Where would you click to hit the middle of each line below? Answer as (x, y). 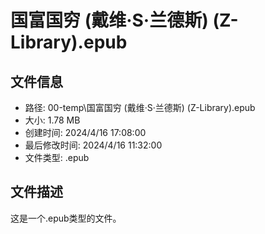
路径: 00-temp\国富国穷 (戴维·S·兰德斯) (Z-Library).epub (140, 107)
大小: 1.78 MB (52, 120)
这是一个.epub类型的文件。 (66, 218)
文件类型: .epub (57, 157)
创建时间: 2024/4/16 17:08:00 (85, 132)
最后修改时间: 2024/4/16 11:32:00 (93, 145)
